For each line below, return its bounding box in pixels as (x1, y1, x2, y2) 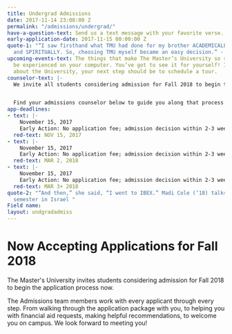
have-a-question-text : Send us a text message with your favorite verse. (7, 29, 224, 37)
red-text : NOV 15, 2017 (13, 131, 81, 138)
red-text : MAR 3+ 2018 (13, 183, 79, 190)
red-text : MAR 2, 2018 (13, 157, 79, 165)
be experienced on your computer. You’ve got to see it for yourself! (13, 62, 221, 68)
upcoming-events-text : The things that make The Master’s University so (7, 55, 221, 62)
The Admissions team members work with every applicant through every (7, 297, 214, 305)
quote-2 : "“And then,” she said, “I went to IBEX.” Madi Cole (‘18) (7, 189, 209, 196)
